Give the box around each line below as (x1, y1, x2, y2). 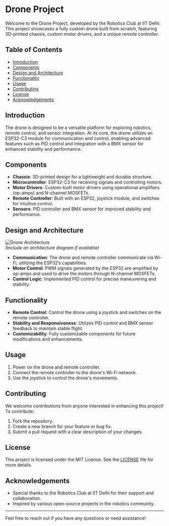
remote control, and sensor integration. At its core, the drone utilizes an (5, 130, 153, 136)
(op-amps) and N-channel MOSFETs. (12, 190, 90, 196)
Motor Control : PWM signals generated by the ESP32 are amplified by (12, 265, 158, 271)
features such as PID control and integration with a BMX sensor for (5, 140, 144, 147)
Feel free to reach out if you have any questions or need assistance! (5, 515, 146, 521)
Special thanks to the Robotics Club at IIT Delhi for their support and (12, 490, 154, 496)
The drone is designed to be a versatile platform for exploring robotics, (5, 125, 152, 131)
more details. (5, 462, 33, 468)
